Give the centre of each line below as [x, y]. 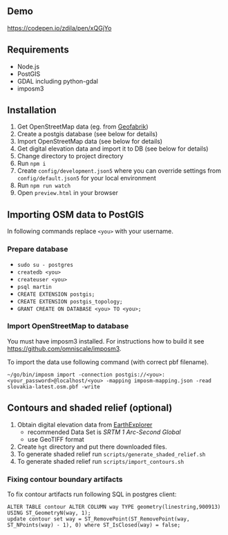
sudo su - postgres [45, 265]
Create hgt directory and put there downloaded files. [92, 447]
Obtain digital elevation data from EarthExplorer [85, 424]
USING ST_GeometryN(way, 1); [49, 513]
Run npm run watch [44, 185]
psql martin [34, 287]
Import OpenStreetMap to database [68, 326]
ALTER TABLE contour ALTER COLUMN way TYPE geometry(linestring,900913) [114, 507]
